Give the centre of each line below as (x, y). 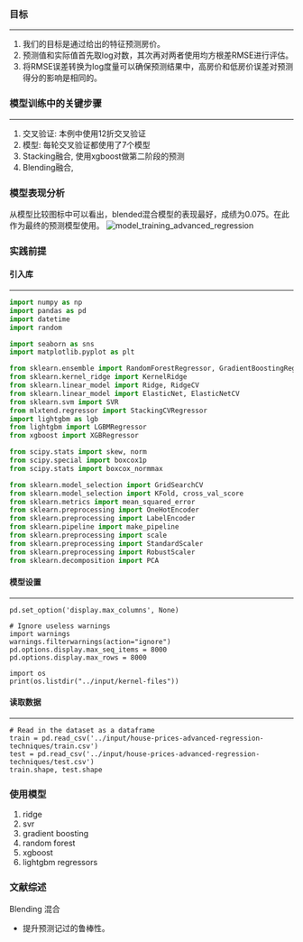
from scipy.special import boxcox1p (78, 461)
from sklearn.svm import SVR (64, 402)
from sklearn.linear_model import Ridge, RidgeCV (105, 385)
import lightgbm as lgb (54, 419)
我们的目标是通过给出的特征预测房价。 (93, 44)
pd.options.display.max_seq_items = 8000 (88, 650)
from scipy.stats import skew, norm (78, 452)
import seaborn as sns (52, 344)
